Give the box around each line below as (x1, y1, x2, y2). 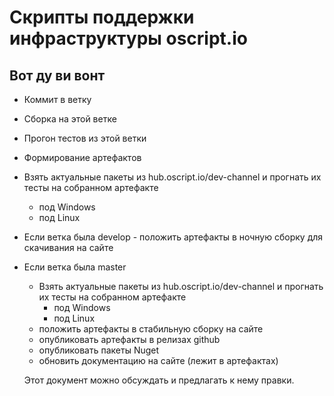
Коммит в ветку (23, 94, 92, 105)
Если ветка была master (23, 261, 127, 273)
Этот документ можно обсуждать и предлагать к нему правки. (23, 374, 295, 386)
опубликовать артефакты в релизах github (38, 334, 221, 345)
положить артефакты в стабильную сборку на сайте (38, 323, 264, 335)
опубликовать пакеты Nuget (38, 344, 160, 356)
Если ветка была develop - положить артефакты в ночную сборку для (23, 231, 324, 243)
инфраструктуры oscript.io (9, 27, 248, 50)
